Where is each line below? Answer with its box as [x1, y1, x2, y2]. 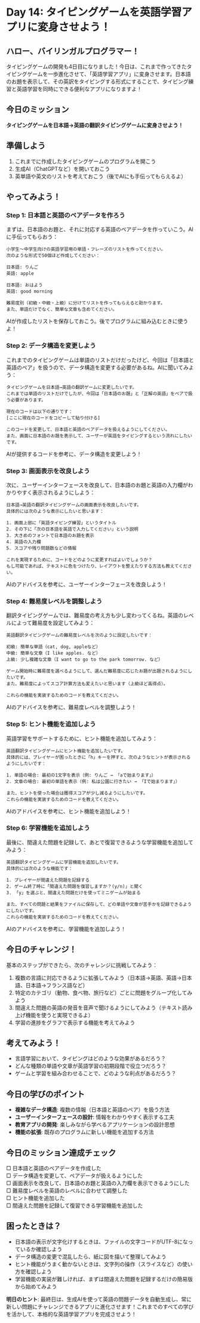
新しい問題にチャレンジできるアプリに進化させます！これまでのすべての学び [6, 1303, 194, 1310]
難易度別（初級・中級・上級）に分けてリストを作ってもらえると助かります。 [6, 300, 165, 306]
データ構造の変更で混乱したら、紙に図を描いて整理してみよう [14, 1253, 167, 1260]
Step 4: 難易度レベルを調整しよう [6, 597, 103, 605]
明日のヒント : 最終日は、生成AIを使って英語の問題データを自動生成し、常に [6, 1296, 192, 1303]
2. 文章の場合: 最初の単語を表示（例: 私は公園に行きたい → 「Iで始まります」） [6, 778, 180, 784]
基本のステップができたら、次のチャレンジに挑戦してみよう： [6, 961, 158, 968]
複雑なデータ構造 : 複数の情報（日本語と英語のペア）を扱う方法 [14, 1106, 170, 1113]
